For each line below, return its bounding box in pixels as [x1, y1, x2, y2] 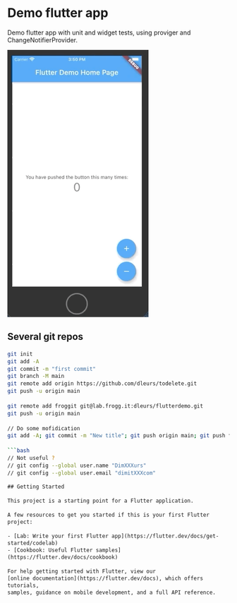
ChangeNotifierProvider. [7, 35, 78, 44]
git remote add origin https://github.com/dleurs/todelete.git [7, 380, 197, 387]
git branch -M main [7, 372, 65, 380]
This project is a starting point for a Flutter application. [7, 497, 194, 504]
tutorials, [7, 582, 39, 589]
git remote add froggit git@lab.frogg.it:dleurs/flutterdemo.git [7, 402, 203, 410]
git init [7, 351, 33, 358]
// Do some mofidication [7, 425, 80, 432]
